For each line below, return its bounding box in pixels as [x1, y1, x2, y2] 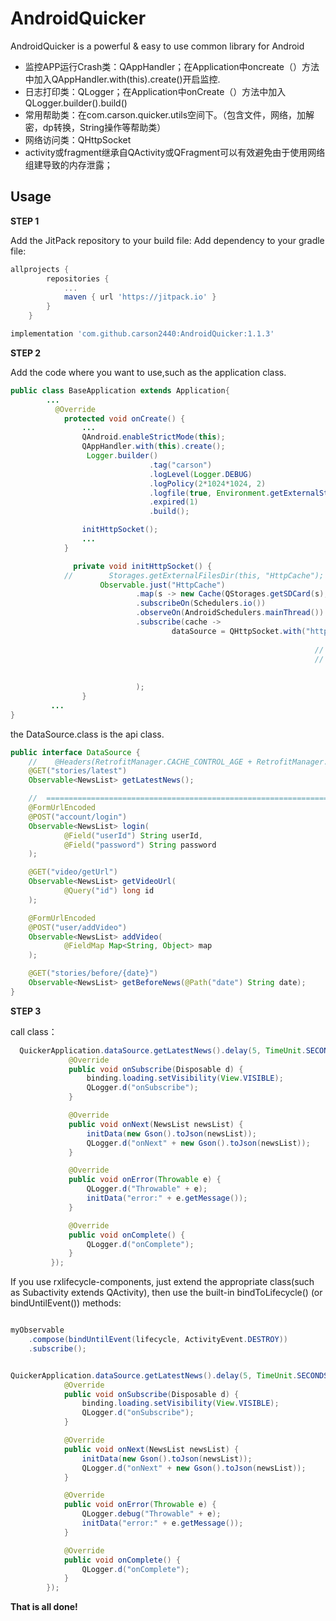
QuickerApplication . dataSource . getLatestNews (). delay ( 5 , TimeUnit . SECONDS [10, 1370, 329, 1381]
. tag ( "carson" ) [148, 460, 213, 470]
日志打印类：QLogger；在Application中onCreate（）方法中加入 [24, 85, 287, 97]
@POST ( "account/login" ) [28, 812, 128, 822]
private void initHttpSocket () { [73, 561, 213, 571]
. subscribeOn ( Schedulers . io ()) [135, 598, 267, 609]
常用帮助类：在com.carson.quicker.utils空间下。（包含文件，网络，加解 [24, 108, 315, 121]
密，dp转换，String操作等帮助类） [24, 121, 167, 133]
